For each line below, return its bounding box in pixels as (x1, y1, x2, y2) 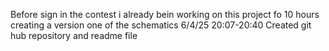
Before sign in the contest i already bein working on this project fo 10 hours (10, 9, 320, 20)
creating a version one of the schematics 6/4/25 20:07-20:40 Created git (10, 19, 312, 31)
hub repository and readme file (10, 30, 138, 41)
